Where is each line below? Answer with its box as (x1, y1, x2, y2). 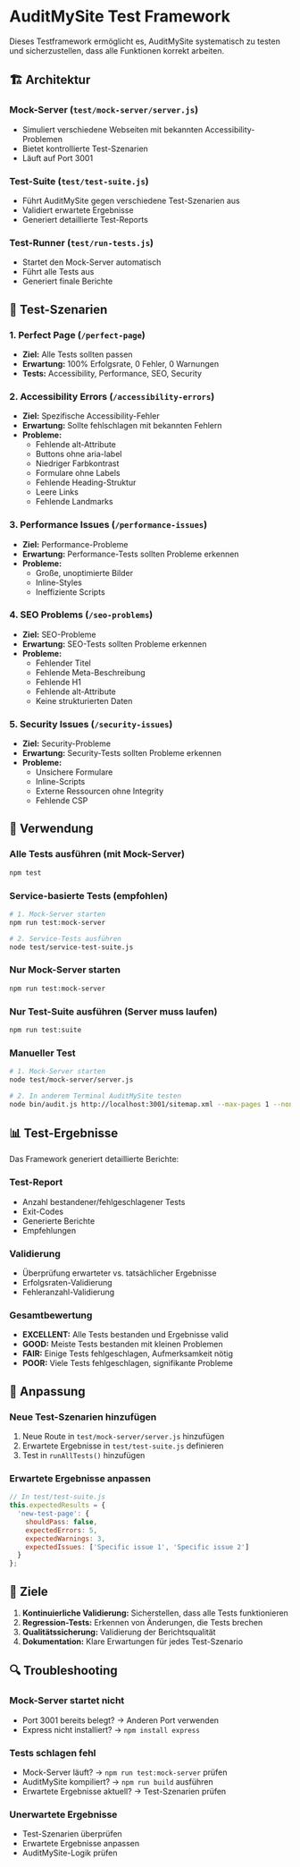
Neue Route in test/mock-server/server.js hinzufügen (21, 1430, 225, 1441)
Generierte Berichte (21, 1215, 96, 1226)
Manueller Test (9, 1047, 76, 1059)
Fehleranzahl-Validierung (21, 1286, 115, 1297)
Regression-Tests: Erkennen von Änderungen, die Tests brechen (21, 1617, 263, 1627)
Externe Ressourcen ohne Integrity (35, 785, 164, 797)
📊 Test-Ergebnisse (9, 1125, 119, 1141)
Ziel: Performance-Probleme (21, 539, 129, 549)
